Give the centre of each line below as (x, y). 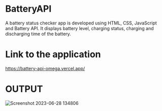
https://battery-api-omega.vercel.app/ (45, 68)
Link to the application (53, 54)
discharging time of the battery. (38, 34)
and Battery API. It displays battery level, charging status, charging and (79, 28)
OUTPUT (24, 89)
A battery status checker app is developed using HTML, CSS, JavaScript (81, 23)
